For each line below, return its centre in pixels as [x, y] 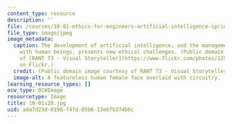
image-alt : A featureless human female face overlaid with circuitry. [117, 77]
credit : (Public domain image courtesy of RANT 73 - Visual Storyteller [120, 71]
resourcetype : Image [37, 97]
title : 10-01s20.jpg [37, 103]
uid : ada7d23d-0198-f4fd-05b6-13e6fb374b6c [71, 110]
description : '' [30, 20]
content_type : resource [41, 13]
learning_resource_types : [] [49, 84]
